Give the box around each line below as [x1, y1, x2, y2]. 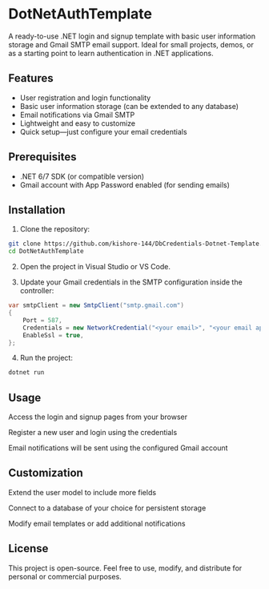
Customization [8, 466, 84, 480]
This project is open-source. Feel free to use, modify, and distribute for [8, 563, 243, 573]
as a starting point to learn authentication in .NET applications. [8, 48, 214, 58]
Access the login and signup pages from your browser [8, 412, 188, 422]
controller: [19, 286, 54, 296]
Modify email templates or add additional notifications [8, 518, 186, 528]
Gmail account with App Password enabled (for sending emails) [19, 180, 231, 189]
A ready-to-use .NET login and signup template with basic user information [8, 31, 256, 41]
